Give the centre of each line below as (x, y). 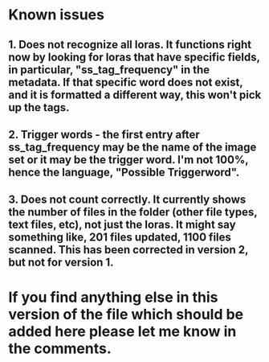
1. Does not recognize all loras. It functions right (130, 45)
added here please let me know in (122, 331)
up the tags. (39, 107)
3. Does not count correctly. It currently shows (127, 200)
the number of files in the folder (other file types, (133, 212)
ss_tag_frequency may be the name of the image (132, 147)
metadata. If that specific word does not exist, (126, 82)
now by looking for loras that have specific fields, (134, 57)
